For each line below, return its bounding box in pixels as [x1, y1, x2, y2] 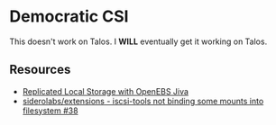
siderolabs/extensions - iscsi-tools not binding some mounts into [22, 95, 264, 106]
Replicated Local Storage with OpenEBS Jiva [22, 85, 189, 96]
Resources [9, 62, 71, 77]
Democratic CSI [9, 6, 129, 27]
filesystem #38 [22, 105, 78, 116]
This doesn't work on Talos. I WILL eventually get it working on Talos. [9, 36, 268, 47]
